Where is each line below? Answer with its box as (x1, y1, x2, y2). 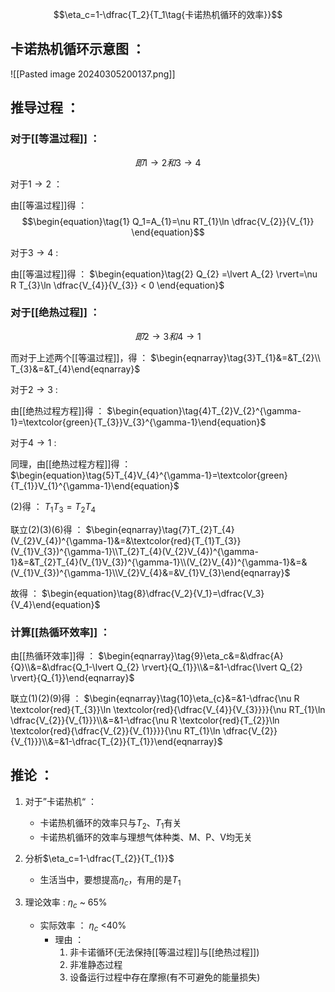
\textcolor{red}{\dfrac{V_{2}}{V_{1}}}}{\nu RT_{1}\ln (10, 724, 221, 737)
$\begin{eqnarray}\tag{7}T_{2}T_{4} (85, 523, 235, 535)
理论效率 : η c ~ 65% (24, 896, 108, 911)
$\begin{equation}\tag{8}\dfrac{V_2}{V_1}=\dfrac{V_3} (41, 587, 265, 599)
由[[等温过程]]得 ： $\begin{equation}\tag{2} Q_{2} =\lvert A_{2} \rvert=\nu (10, 268, 318, 280)
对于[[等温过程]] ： (10, 132, 101, 146)
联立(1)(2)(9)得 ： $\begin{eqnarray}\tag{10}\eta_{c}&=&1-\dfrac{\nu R (10, 692, 300, 704)
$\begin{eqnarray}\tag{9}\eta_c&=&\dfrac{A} (98, 649, 284, 662)
